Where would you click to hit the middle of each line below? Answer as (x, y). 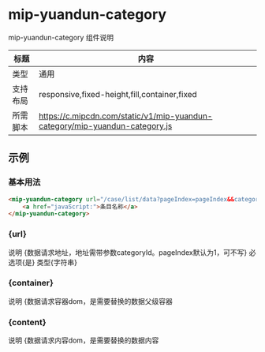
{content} (27, 322)
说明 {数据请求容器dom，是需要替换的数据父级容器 (91, 301)
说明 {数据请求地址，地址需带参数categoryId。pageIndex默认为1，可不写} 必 (132, 252)
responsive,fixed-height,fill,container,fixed (118, 94)
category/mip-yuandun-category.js (105, 125)
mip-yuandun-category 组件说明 (61, 37)
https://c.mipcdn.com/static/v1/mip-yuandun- (125, 116)
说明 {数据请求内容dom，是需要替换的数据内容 (84, 340)
